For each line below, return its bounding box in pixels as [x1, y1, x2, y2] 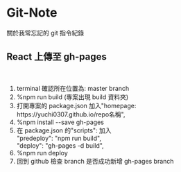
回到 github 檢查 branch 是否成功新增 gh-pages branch [16, 157, 174, 165]
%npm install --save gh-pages [16, 118, 105, 126]
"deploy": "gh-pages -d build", [16, 141, 105, 150]
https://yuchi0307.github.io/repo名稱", [16, 110, 126, 119]
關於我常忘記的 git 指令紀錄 [6, 28, 85, 37]
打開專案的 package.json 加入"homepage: [16, 101, 137, 110]
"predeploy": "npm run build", [16, 134, 102, 142]
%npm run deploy [16, 148, 69, 157]
